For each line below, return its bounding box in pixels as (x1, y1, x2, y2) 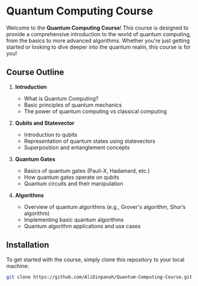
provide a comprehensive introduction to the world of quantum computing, (6, 30, 191, 37)
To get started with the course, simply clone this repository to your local (6, 256, 185, 263)
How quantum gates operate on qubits (23, 173, 120, 181)
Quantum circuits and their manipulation (23, 179, 123, 187)
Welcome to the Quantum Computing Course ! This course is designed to (6, 24, 189, 31)
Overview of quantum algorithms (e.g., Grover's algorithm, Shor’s (23, 203, 186, 210)
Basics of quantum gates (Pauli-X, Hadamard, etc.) (23, 167, 150, 174)
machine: (6, 262, 29, 269)
